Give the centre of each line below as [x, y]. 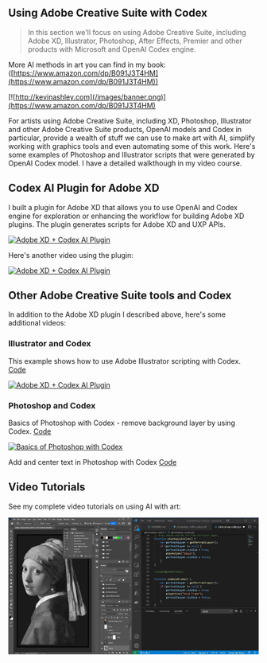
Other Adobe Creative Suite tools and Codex [120, 296]
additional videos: [37, 323]
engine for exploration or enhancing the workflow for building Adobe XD [126, 216]
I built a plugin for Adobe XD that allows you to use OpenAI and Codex [123, 207]
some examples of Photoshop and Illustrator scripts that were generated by [132, 154]
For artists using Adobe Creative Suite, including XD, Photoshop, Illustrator [130, 121]
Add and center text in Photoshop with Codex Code [93, 462]
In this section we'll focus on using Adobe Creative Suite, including [137, 32]
